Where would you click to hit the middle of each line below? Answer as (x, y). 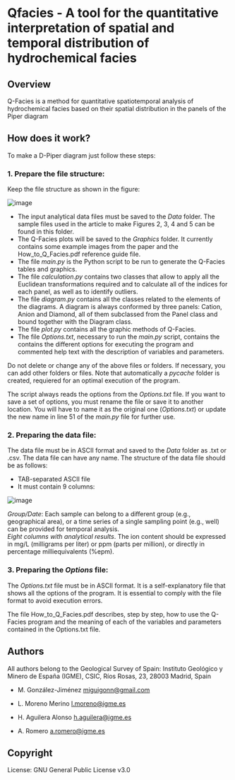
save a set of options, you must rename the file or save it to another (106, 402)
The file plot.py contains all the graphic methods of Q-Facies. (107, 330)
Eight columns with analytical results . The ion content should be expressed (117, 537)
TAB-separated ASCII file (54, 479)
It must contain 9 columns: (56, 487)
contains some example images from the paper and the (98, 247)
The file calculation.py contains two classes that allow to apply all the (119, 277)
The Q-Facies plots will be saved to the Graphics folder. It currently (115, 239)
